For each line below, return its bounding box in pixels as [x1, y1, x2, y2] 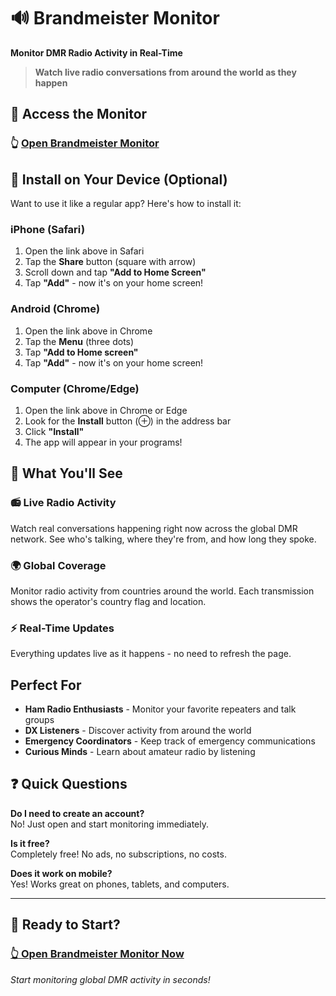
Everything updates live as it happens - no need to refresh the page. [10, 648, 292, 660]
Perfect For [10, 676, 82, 694]
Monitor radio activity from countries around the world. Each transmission [10, 585, 315, 597]
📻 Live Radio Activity [10, 496, 117, 510]
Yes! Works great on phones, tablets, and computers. [10, 878, 230, 890]
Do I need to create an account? [10, 807, 145, 819]
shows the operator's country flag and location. [10, 595, 207, 607]
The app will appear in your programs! [24, 436, 183, 448]
